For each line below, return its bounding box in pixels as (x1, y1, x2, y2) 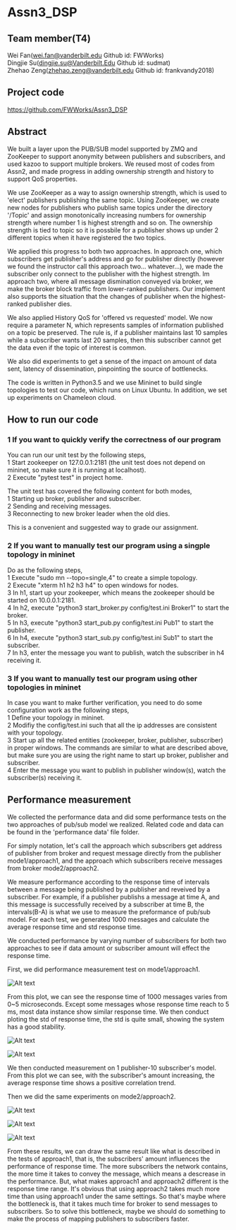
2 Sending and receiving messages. (7, 502, 111, 511)
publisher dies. (29, 300, 73, 308)
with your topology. (7, 728, 63, 737)
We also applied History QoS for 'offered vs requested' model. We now (7, 313, 213, 321)
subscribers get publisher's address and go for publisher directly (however (7, 254, 225, 263)
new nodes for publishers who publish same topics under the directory (7, 203, 213, 212)
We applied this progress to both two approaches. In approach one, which (7, 247, 223, 255)
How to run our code (7, 414, 99, 426)
